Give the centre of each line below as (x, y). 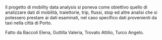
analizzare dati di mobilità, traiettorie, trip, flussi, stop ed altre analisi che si (81, 12)
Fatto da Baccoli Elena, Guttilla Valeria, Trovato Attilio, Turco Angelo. (75, 32)
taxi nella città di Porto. (28, 23)
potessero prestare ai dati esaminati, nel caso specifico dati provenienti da (81, 18)
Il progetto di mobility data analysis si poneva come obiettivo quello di (76, 7)
